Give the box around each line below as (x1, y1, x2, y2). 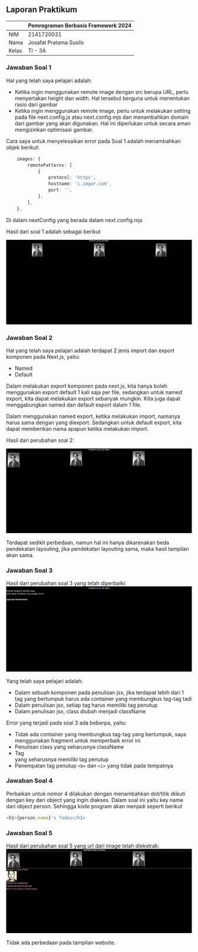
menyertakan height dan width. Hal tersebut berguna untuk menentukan (14, 95, 190, 102)
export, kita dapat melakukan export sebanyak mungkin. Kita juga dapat (6, 395, 181, 402)
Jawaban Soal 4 (6, 776, 53, 785)
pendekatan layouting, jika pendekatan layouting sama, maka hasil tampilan (6, 545, 189, 553)
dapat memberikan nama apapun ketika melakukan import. (6, 425, 149, 433)
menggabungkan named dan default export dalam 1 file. (6, 401, 141, 408)
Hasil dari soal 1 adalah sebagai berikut (6, 228, 101, 235)
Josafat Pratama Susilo (28, 38, 84, 46)
